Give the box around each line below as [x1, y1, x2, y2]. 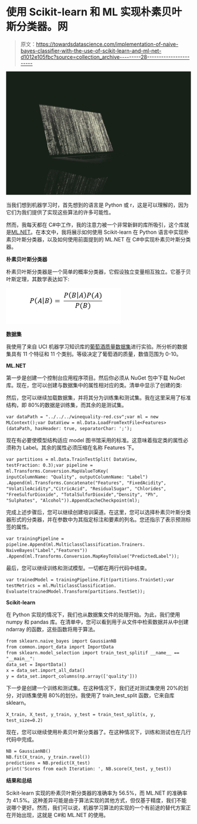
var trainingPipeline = [6, 536, 64, 542]
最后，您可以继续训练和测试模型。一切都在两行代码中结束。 [6, 564, 150, 571]
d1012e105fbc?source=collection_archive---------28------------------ [20, 53, 190, 60]
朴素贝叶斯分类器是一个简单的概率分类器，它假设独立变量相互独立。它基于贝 [6, 268, 191, 275]
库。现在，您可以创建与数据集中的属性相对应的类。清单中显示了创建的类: [6, 381, 183, 388]
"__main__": [6, 655, 35, 661]
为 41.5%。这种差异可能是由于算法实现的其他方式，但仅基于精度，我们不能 [6, 796, 187, 803]
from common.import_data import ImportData [6, 644, 114, 650]
